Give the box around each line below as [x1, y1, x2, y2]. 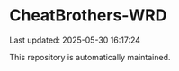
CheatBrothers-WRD [9, 5, 167, 26]
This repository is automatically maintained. [9, 51, 171, 62]
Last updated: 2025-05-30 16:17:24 [9, 35, 141, 45]
